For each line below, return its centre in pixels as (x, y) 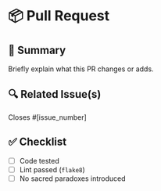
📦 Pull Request (59, 16)
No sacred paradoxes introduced (73, 178)
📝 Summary (37, 50)
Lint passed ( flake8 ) (52, 169)
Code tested (39, 160)
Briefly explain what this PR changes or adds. (81, 69)
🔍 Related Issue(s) (55, 94)
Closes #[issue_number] (48, 117)
